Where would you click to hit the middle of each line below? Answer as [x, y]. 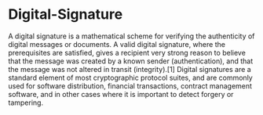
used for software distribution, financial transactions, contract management [130, 86]
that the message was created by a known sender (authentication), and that [131, 61]
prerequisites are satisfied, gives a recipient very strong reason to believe [127, 52]
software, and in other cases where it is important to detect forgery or [121, 94]
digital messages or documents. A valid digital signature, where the [117, 44]
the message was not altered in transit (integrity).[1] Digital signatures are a [130, 69]
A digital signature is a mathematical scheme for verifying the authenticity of [131, 36]
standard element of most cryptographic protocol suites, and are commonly [130, 77]
